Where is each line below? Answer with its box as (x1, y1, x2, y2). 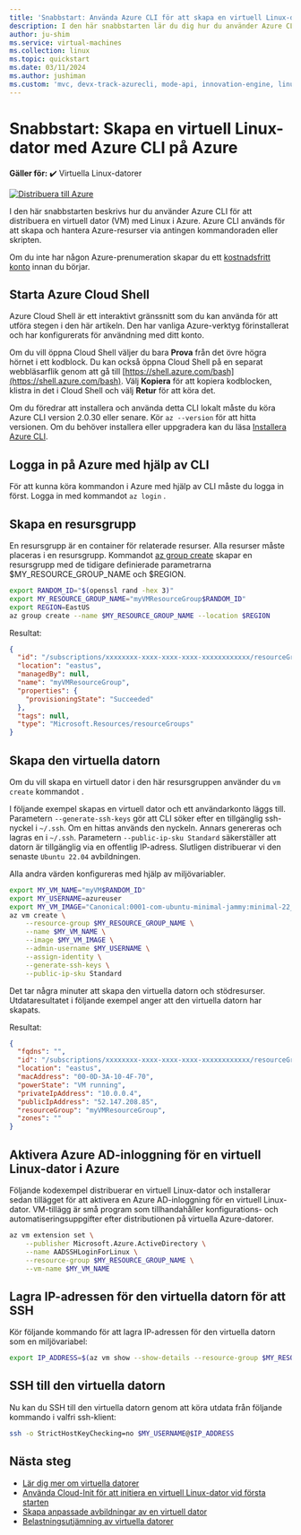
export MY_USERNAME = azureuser (9, 893, 123, 903)
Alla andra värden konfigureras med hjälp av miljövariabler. (9, 868, 227, 879)
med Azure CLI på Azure (53, 137, 238, 158)
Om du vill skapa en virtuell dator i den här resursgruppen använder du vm (9, 776, 281, 787)
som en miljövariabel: (9, 1336, 88, 1347)
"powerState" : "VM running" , (17, 1081, 126, 1090)
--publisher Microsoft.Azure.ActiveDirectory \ (25, 1238, 206, 1248)
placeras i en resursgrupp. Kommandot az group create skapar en (9, 550, 253, 560)
